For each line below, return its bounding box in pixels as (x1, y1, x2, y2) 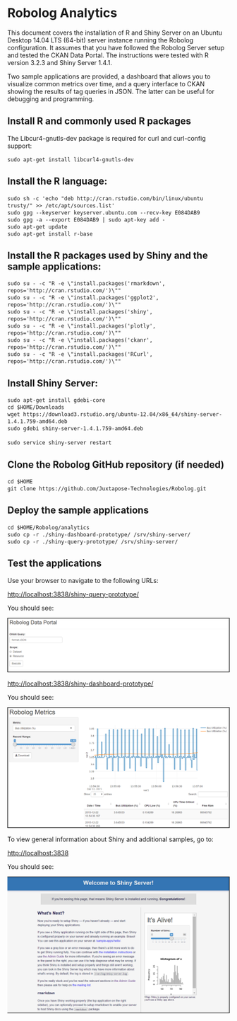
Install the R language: (7, 175, 108, 188)
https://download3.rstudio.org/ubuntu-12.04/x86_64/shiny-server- (23, 411, 222, 418)
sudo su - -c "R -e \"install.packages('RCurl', (7, 351, 153, 358)
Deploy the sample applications (7, 504, 150, 517)
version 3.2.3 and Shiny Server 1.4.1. (7, 58, 113, 67)
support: (7, 142, 32, 150)
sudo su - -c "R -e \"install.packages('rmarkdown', (7, 280, 166, 287)
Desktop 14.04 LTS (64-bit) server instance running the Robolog (7, 35, 194, 44)
